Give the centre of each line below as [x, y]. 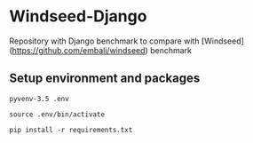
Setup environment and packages [105, 79]
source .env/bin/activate [57, 114]
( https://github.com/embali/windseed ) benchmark [101, 50]
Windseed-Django [78, 16]
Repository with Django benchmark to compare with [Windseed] [126, 41]
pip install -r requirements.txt [71, 130]
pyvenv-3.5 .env [39, 99]
